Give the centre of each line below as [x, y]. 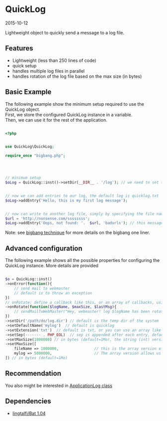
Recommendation [33, 373]
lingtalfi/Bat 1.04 [29, 413]
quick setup [24, 65]
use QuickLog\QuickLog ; [30, 147]
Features [19, 48]
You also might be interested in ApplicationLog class [59, 386]
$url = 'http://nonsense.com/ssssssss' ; [48, 218]
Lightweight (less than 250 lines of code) [54, 60]
